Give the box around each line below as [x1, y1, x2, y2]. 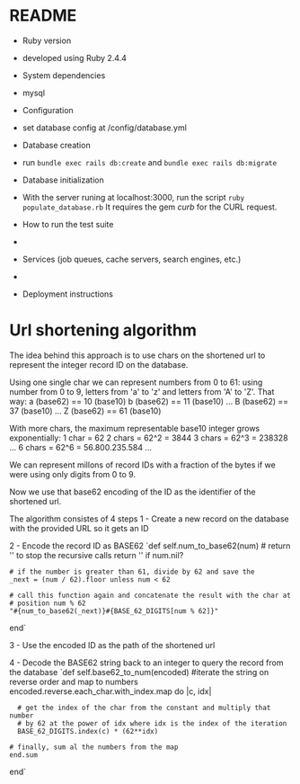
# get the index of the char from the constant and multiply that [17, 703, 271, 712]
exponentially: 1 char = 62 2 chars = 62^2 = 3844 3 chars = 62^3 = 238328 [9, 432, 289, 443]
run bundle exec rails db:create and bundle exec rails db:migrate [22, 156, 277, 167]
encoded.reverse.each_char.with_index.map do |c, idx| [9, 685, 212, 697]
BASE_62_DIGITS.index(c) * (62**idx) [17, 726, 159, 735]
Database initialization [22, 174, 105, 185]
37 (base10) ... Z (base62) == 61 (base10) [9, 405, 162, 416]
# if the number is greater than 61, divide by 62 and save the [9, 567, 255, 576]
